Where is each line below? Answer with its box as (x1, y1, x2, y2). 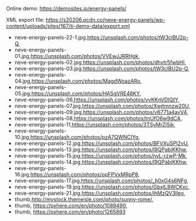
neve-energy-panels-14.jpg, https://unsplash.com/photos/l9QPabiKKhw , (14, 158, 188, 165)
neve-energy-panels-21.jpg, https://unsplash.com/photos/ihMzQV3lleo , (14, 190, 185, 196)
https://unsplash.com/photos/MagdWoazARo (31, 77, 140, 84)
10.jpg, (14, 134, 31, 140)
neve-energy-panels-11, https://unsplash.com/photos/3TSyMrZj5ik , (14, 121, 176, 128)
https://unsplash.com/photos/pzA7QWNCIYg (30, 134, 139, 140)
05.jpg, (14, 90, 32, 97)
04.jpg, (14, 77, 32, 84)
